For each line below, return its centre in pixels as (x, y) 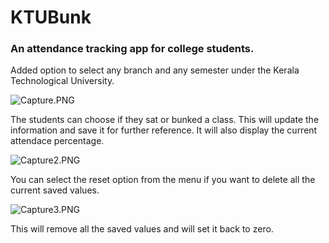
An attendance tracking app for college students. (132, 49)
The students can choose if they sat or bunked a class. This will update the (165, 120)
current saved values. (55, 190)
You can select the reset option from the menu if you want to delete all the (163, 180)
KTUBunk (51, 17)
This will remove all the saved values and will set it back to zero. (142, 229)
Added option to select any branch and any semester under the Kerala (155, 70)
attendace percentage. (57, 141)
